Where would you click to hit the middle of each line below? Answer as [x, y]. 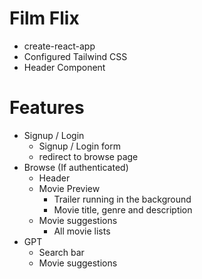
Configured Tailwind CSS [75, 56]
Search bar [61, 252]
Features [47, 108]
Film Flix [44, 18]
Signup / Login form [80, 146]
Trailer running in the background [122, 199]
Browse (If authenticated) [76, 167]
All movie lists [82, 231]
